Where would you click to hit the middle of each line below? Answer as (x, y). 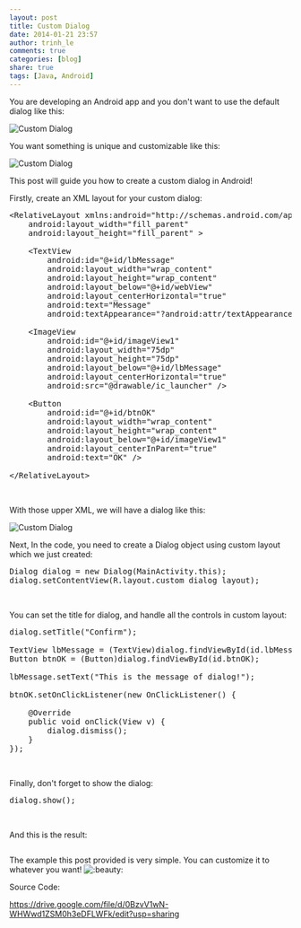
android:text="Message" (99, 305)
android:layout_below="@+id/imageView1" (137, 439)
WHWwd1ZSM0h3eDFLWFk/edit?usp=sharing (95, 914)
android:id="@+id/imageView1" (113, 341)
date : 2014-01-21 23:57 (54, 34)
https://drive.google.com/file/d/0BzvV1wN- (89, 904)
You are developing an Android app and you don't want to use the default (145, 101)
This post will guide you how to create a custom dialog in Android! (131, 180)
